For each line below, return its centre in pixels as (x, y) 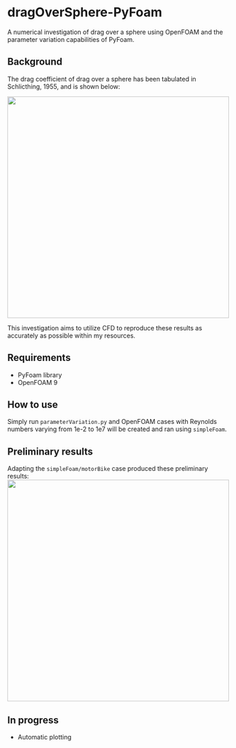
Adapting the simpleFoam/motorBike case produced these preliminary (108, 469)
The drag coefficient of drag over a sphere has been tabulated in (102, 79)
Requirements (39, 358)
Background (35, 62)
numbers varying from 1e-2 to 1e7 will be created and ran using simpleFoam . (117, 429)
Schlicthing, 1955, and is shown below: (64, 86)
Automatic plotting (45, 737)
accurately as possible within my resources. (72, 335)
